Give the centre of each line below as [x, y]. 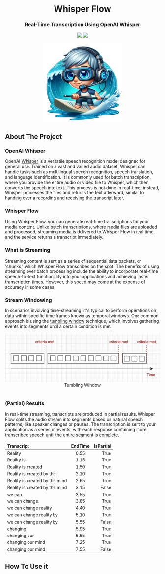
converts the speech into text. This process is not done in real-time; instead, [82, 188]
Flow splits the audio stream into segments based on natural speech [74, 419]
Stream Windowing [28, 300]
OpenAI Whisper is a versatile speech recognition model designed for [75, 161]
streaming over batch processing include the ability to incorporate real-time [82, 271]
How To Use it [27, 566]
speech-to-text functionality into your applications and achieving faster [77, 276]
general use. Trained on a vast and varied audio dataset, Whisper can [75, 167]
